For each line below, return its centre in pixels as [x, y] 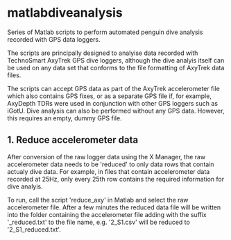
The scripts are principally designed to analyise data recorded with [103, 53]
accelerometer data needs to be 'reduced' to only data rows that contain [111, 164]
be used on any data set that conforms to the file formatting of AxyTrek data [116, 67]
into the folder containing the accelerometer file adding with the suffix [107, 214]
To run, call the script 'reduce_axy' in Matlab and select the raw [98, 200]
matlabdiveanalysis [65, 13]
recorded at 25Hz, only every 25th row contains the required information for [116, 179]
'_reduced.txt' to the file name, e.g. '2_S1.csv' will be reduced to [99, 222]
